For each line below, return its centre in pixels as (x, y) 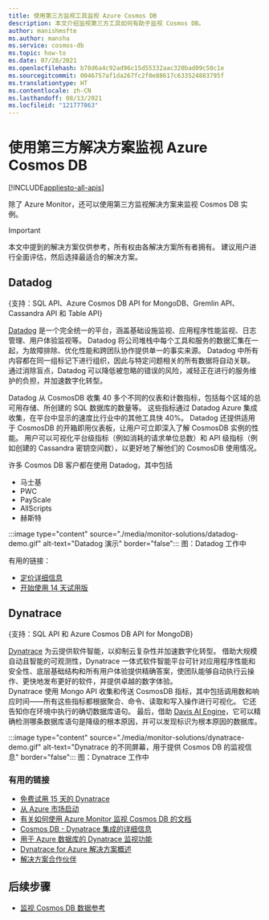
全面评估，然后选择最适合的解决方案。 (78, 257)
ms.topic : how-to (37, 53)
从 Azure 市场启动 (49, 808)
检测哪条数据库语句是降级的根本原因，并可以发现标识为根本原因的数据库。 (138, 721)
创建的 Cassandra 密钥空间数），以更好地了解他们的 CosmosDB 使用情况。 (138, 448)
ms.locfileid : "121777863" (53, 105)
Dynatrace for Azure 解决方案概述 (75, 848)
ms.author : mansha (39, 38)
